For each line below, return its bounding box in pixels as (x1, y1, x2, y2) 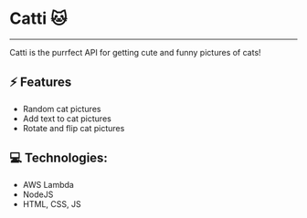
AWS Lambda (22, 179, 75, 190)
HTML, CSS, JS (22, 198, 81, 209)
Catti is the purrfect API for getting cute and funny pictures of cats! (9, 47, 262, 57)
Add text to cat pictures (22, 113, 111, 124)
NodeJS (22, 189, 54, 200)
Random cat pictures (22, 103, 101, 114)
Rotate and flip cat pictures (22, 122, 125, 133)
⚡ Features (9, 75, 72, 90)
